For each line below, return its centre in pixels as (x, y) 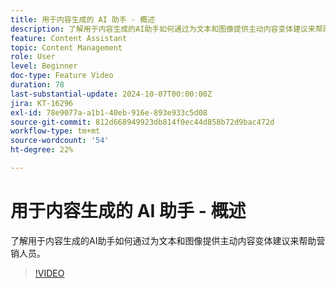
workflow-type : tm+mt (55, 131)
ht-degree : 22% (42, 150)
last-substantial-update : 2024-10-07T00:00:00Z (111, 94)
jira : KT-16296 (42, 103)
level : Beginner (44, 66)
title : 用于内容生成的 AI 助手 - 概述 (83, 19)
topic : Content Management (66, 47)
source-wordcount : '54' (60, 141)
